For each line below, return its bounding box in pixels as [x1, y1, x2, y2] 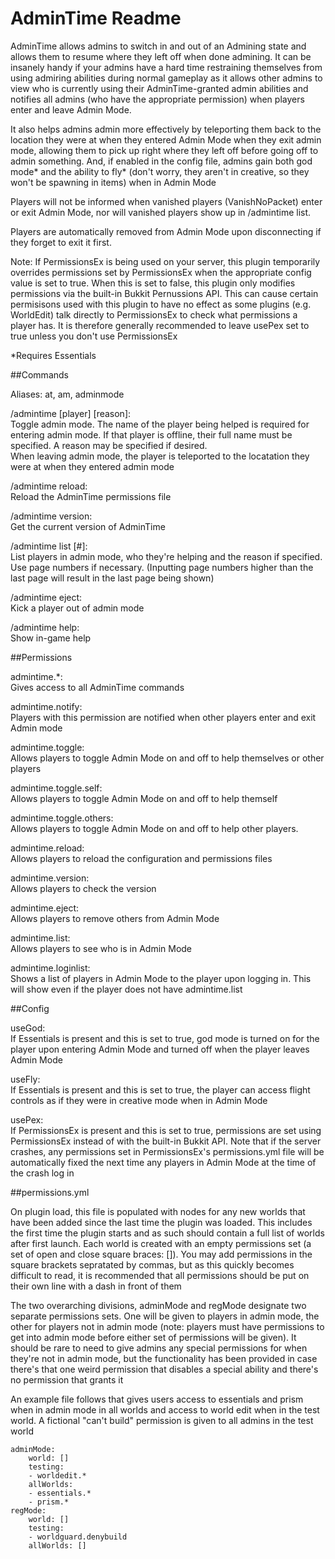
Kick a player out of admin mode [10, 602, 145, 614]
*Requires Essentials [10, 349, 97, 361]
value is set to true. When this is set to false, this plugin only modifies [10, 277, 296, 289]
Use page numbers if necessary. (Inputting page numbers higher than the [10, 561, 314, 573]
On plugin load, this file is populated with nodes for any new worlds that [10, 1205, 306, 1217]
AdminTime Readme [10, 7, 182, 30]
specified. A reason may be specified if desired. [10, 439, 208, 451]
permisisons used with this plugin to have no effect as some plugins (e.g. [10, 298, 312, 310]
